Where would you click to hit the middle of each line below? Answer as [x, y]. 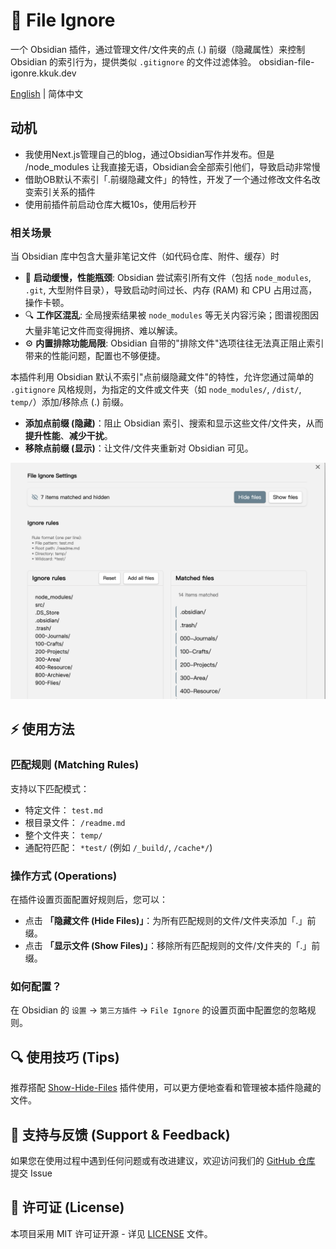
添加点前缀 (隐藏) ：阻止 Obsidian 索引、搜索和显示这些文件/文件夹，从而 [174, 423]
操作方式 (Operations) [64, 876]
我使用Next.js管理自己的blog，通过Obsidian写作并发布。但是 [149, 154]
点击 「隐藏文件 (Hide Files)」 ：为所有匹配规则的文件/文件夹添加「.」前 [170, 921]
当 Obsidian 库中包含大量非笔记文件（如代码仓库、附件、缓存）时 [145, 256]
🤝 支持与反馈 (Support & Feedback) [120, 1134]
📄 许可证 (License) [67, 1207]
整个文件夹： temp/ [63, 835]
